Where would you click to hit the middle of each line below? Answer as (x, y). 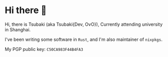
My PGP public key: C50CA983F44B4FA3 (44, 49)
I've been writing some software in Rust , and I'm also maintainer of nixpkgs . (84, 39)
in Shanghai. (18, 29)
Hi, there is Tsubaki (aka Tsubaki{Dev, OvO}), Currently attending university (84, 24)
